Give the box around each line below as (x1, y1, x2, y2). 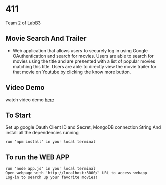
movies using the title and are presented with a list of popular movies (12, 58, 156, 64)
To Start (5, 111, 31, 119)
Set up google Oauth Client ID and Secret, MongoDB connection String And (5, 124, 161, 130)
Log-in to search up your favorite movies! (5, 175, 98, 180)
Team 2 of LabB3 (5, 20, 41, 26)
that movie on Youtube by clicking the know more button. (12, 69, 131, 75)
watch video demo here (5, 96, 54, 103)
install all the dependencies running (5, 130, 79, 136)
